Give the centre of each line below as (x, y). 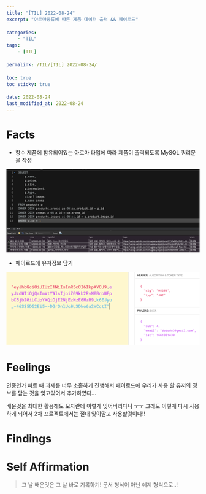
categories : (21, 33)
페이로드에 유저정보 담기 (44, 263)
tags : (13, 45)
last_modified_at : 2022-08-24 (45, 104)
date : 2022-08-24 (29, 97)
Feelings (29, 368)
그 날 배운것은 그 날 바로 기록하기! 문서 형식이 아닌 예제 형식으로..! (99, 484)
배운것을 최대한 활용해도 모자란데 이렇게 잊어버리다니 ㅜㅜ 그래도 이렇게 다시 (97, 406)
